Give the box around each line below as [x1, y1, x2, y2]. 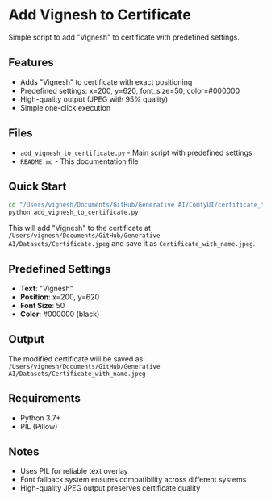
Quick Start [8, 179, 67, 193]
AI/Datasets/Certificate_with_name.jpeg [8, 369, 147, 378]
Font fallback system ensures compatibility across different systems [19, 474, 247, 485]
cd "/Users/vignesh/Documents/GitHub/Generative [8, 201, 175, 209]
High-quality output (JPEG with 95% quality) [19, 94, 169, 104]
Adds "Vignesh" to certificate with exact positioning [19, 77, 193, 86]
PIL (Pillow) [19, 421, 58, 431]
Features [8, 56, 54, 69]
